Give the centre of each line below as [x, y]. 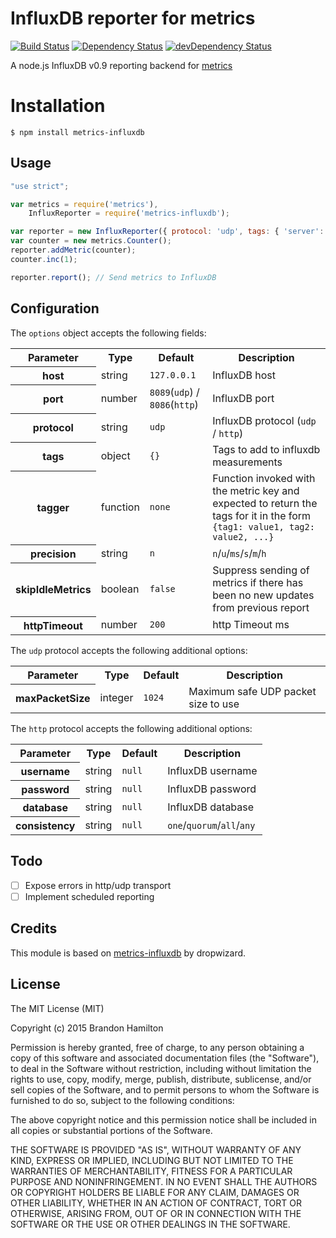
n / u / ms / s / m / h [239, 553]
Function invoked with [264, 478]
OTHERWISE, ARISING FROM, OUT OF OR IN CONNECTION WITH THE [156, 1213]
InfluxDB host [244, 375]
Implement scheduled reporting [89, 896]
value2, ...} [243, 537]
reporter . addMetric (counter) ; [73, 250]
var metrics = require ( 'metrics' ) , [84, 204]
